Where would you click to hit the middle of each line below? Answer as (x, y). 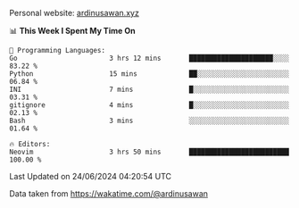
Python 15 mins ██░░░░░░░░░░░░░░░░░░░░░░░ (149, 74)
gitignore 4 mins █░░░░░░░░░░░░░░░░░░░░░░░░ (149, 105)
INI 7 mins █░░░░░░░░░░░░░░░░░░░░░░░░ (149, 89)
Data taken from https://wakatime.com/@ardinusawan (108, 194)
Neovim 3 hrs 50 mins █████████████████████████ (149, 152)
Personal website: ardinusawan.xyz (75, 13)
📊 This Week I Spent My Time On (72, 31)
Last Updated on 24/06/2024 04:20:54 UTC (91, 176)
